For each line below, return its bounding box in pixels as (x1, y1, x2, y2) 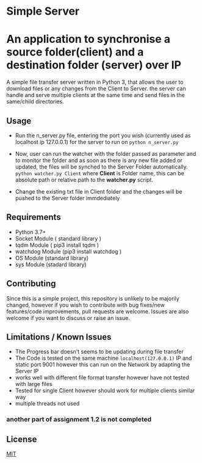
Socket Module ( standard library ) (15, 235, 102, 242)
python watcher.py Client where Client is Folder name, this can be (15, 169, 184, 177)
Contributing (6, 279, 56, 289)
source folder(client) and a (6, 45, 144, 59)
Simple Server (6, 4, 80, 18)
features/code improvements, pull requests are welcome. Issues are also (6, 307, 189, 315)
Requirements (6, 212, 61, 222)
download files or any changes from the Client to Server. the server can (6, 85, 186, 92)
